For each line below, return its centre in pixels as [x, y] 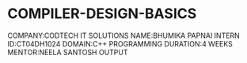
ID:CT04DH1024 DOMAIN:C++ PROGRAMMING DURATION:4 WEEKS [120, 43]
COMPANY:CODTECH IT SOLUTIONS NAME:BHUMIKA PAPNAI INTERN [124, 35]
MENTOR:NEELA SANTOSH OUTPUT [68, 52]
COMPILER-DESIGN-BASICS [102, 14]
